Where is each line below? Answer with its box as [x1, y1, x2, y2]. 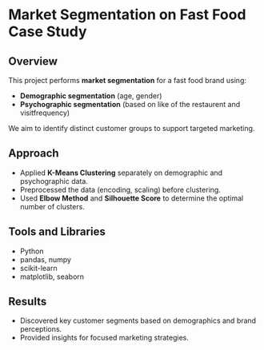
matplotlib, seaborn [19, 272, 85, 281]
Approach [8, 146, 59, 161]
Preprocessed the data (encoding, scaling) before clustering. [19, 185, 222, 194]
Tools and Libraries [8, 225, 106, 239]
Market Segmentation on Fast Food [8, 6, 246, 24]
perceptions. [19, 324, 62, 334]
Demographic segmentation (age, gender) [19, 91, 162, 101]
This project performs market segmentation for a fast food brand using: [8, 76, 246, 85]
